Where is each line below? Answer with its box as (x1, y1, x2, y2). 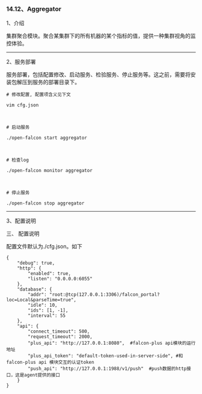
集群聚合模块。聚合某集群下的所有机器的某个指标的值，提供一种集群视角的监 (6, 32, 196, 40)
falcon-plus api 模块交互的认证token (6, 359, 94, 366)
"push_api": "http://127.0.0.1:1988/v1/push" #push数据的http (28, 366, 187, 372)
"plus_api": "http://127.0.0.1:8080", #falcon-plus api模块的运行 (28, 340, 196, 346)
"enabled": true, (28, 271, 71, 277)
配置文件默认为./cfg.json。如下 (6, 243, 82, 250)
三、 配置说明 (6, 230, 40, 238)
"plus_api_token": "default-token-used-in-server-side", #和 (28, 353, 183, 359)
